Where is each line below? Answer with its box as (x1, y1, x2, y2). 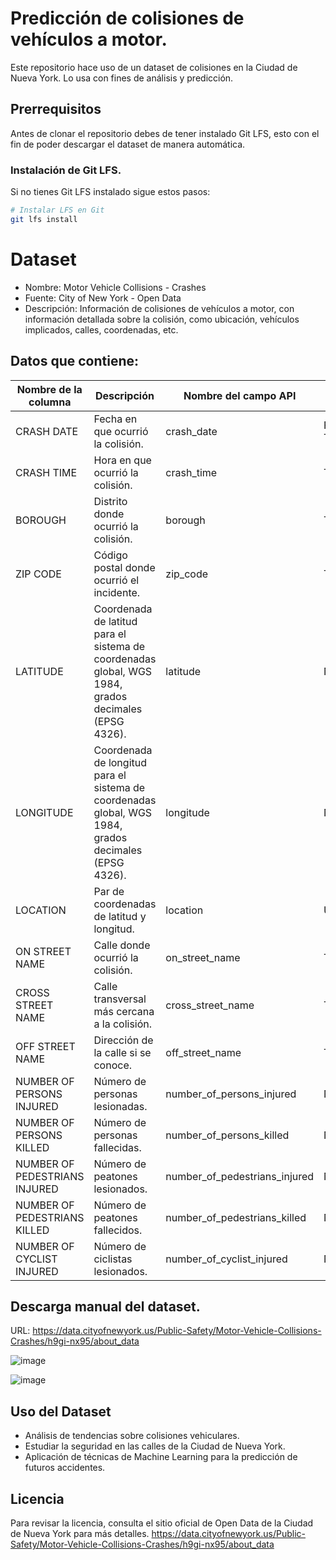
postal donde (93, 560, 156, 574)
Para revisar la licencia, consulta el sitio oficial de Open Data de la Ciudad (10, 1517, 314, 1529)
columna (28, 395, 72, 409)
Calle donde (93, 938, 151, 952)
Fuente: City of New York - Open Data (24, 292, 182, 304)
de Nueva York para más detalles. (10, 1527, 150, 1539)
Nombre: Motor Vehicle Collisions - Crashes (24, 281, 207, 293)
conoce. (93, 1058, 133, 1072)
